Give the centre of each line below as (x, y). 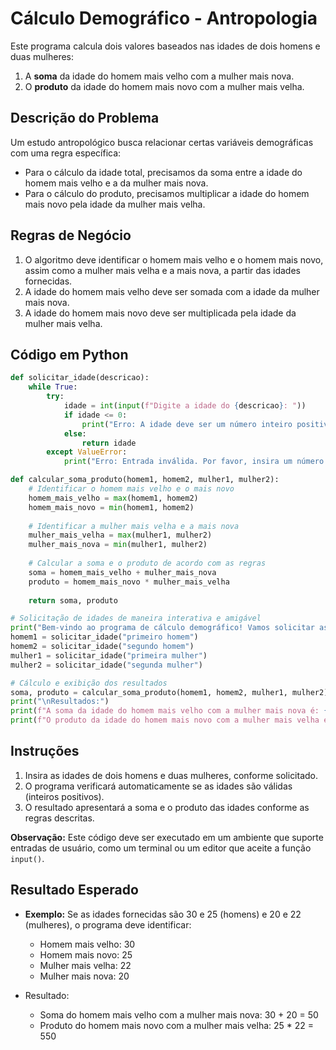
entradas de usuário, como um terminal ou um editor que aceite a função (161, 848)
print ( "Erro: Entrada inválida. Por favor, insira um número (194, 462)
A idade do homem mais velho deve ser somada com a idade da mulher (172, 291)
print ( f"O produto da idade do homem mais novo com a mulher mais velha (165, 720)
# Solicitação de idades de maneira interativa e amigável (136, 618)
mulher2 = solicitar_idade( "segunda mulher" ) (106, 665)
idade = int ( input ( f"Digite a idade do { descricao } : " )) (185, 406)
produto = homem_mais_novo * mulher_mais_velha (129, 582)
